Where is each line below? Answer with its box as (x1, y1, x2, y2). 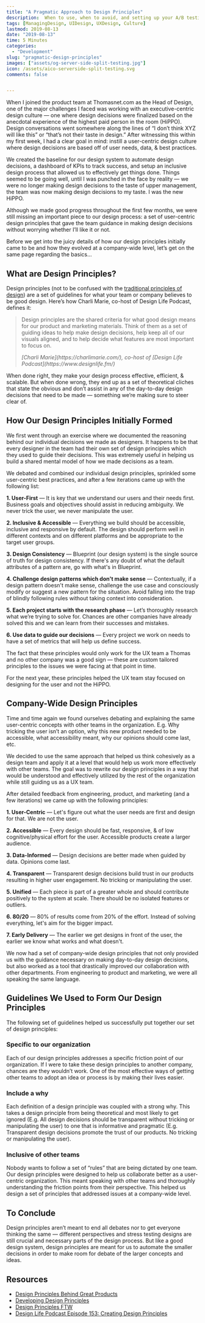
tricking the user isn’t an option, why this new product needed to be (6, 727, 177, 735)
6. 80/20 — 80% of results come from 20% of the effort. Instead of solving (6, 912, 196, 920)
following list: (6, 482, 40, 490)
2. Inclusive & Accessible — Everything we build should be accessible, (6, 519, 185, 526)
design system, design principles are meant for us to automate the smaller (6, 1244, 193, 1251)
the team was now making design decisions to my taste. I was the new (6, 188, 184, 196)
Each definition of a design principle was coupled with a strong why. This (6, 1103, 190, 1110)
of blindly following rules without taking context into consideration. (6, 594, 174, 601)
